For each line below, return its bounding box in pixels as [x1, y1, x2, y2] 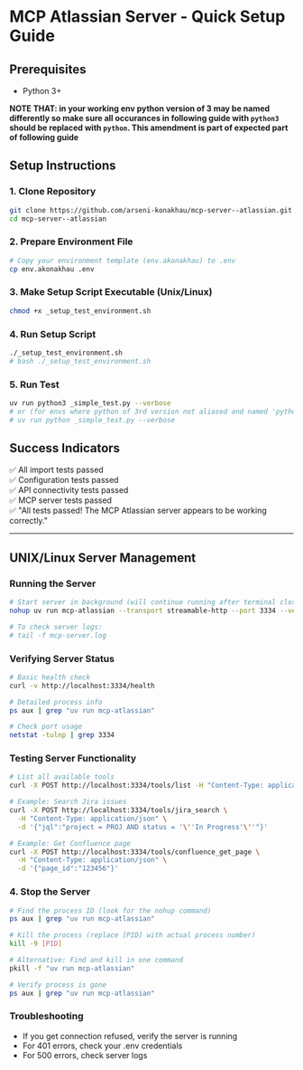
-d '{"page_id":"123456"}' [17, 864, 119, 874]
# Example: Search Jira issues [9, 798, 127, 807]
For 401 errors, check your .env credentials [22, 1040, 183, 1051]
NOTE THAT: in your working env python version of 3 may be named [9, 103, 271, 114]
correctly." [9, 516, 48, 526]
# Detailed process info [9, 697, 103, 706]
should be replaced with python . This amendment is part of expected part [9, 122, 289, 133]
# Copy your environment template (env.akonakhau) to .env [9, 256, 236, 265]
